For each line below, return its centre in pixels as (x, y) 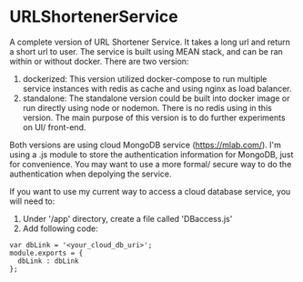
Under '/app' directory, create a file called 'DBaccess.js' (127, 218)
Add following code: (60, 228)
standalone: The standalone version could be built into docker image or (156, 98)
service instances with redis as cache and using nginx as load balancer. (157, 88)
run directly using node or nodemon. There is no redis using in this (147, 107)
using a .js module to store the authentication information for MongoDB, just (151, 154)
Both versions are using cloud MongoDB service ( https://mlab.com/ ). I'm (146, 145)
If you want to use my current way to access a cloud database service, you (150, 191)
